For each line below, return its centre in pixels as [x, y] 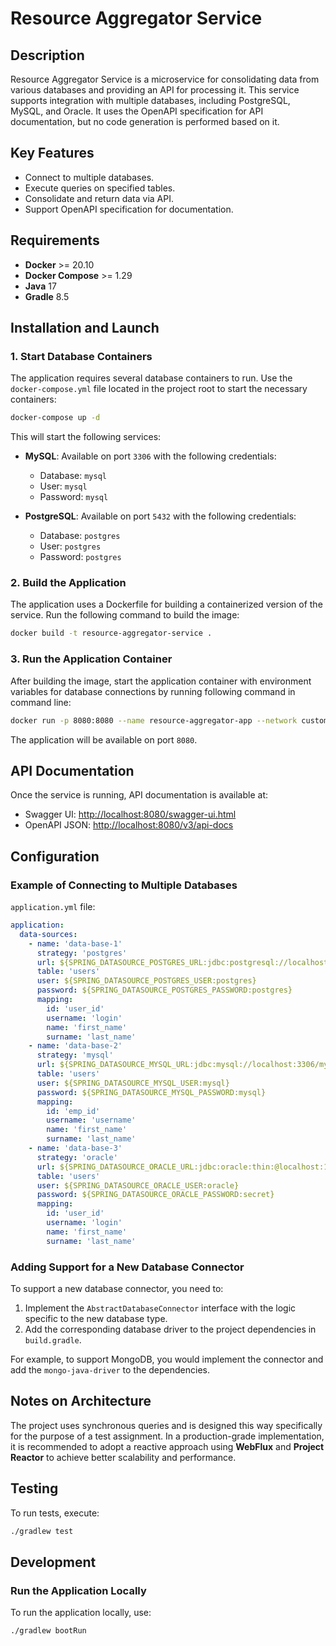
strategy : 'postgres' [82, 953]
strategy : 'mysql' [75, 1055]
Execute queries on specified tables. [100, 188]
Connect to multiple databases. [89, 177]
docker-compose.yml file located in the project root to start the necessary [159, 389]
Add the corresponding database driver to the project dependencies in [170, 1329]
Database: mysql [73, 476]
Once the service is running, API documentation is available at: [139, 795]
